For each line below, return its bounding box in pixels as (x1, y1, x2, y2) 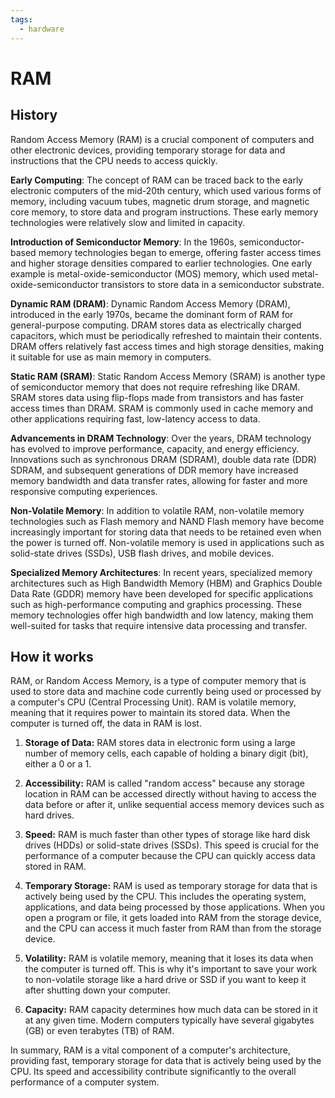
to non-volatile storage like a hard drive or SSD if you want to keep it (24, 974, 307, 986)
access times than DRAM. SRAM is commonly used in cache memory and (10, 402, 313, 414)
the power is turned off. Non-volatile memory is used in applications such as (10, 536, 325, 548)
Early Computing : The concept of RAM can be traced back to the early (10, 174, 304, 186)
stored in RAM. (24, 861, 87, 873)
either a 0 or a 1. (24, 758, 92, 770)
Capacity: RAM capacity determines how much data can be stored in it (24, 1004, 318, 1016)
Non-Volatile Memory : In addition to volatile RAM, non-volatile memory (10, 504, 305, 516)
